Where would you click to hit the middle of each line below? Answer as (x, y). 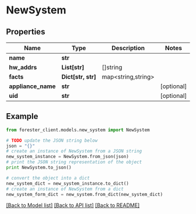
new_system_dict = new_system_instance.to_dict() (68, 183)
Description (128, 48)
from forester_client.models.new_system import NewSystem (78, 130)
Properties (26, 32)
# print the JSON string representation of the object (74, 162)
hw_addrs (23, 67)
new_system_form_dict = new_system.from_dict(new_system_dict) (85, 194)
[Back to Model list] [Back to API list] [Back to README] (73, 205)
